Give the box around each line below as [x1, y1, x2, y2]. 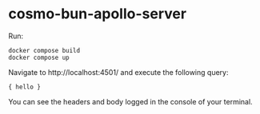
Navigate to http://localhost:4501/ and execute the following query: [8, 67, 229, 77]
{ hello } [8, 83, 42, 91]
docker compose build [8, 46, 81, 54]
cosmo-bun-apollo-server [8, 5, 186, 23]
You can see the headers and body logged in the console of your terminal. [8, 96, 254, 106]
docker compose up [8, 53, 70, 61]
